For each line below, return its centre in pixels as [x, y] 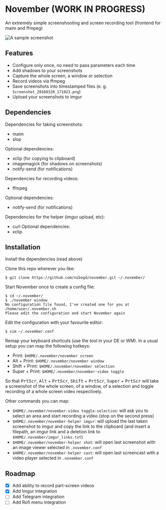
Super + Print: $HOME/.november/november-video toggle [68, 371]
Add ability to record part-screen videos [53, 486]
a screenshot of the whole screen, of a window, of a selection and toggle [80, 386]
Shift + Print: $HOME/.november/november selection [63, 366]
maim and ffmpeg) [24, 28]
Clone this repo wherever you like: [40, 269]
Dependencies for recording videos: [42, 178]
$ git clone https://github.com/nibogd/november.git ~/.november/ [75, 278]
